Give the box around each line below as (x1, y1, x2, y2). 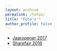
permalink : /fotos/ (5, 12, 46, 17)
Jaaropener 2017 (12, 35, 47, 41)
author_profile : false (5, 21, 52, 26)
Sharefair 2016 (12, 40, 43, 46)
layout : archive (5, 7, 39, 12)
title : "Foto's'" (5, 16, 41, 21)
